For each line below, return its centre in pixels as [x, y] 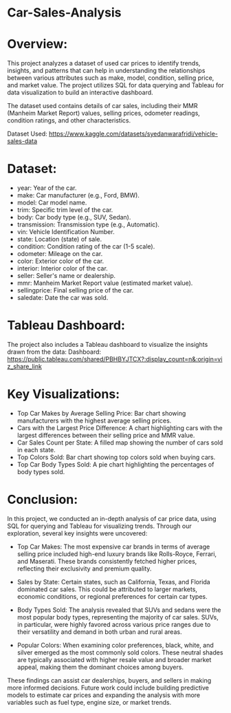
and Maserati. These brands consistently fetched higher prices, [107, 561]
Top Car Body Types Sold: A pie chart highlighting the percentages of [115, 464]
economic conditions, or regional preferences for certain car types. [112, 596]
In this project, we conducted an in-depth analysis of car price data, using [112, 518]
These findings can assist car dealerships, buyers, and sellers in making [109, 680]
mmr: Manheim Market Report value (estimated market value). [105, 283]
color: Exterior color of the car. [60, 261]
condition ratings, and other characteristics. [69, 120]
